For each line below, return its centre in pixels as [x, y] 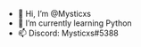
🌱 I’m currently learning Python [75, 23]
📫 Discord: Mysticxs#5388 [68, 33]
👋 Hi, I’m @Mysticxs [54, 14]
